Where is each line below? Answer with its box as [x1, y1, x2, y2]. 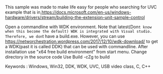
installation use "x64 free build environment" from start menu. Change [5, 49, 147, 55]
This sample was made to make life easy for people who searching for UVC [5, 4, 157, 10]
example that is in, [5, 9, 42, 15]
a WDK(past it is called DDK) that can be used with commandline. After [5, 44, 148, 49]
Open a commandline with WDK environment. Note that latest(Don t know [5, 24, 152, 30]
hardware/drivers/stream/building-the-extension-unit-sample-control [5, 15, 145, 20]
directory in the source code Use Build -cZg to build [5, 54, 110, 60]
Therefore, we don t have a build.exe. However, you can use [5, 34, 125, 39]
